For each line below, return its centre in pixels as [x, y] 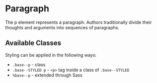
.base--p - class [29, 64]
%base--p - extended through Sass [47, 75]
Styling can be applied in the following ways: [51, 55]
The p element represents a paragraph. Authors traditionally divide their [78, 22]
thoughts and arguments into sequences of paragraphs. [62, 27]
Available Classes [33, 43]
